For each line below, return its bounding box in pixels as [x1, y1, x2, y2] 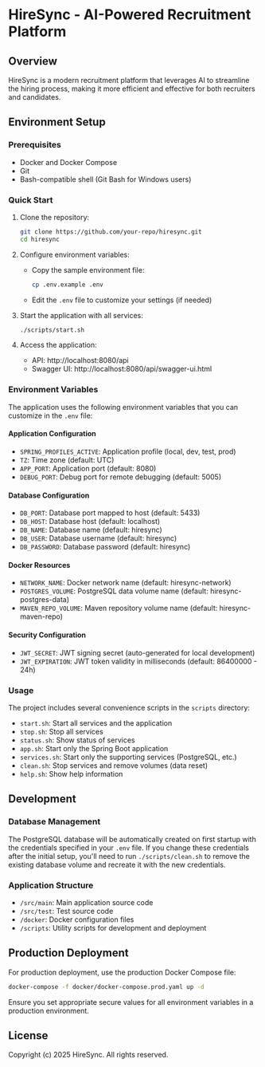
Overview [8, 54, 58, 68]
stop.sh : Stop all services [19, 726, 103, 736]
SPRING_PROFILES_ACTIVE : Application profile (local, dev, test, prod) [19, 447, 236, 456]
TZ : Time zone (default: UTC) [19, 455, 115, 464]
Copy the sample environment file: [31, 265, 145, 274]
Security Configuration [8, 630, 86, 640]
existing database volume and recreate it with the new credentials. [8, 860, 226, 869]
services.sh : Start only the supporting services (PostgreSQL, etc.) [19, 752, 237, 762]
